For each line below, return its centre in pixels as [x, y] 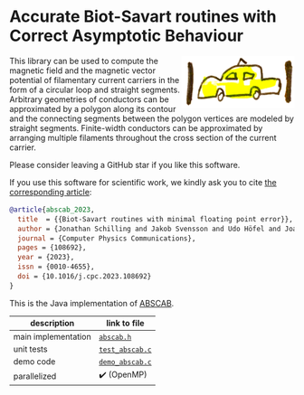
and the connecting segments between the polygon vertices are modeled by [152, 118]
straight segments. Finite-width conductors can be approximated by [136, 127]
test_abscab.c [125, 350]
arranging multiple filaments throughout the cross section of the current [143, 137]
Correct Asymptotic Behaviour [127, 36]
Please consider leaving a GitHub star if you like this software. [125, 165]
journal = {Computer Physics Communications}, [107, 238]
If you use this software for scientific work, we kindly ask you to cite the [143, 182]
